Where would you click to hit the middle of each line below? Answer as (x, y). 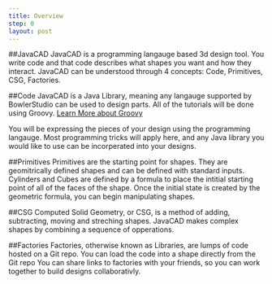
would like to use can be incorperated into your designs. (102, 146)
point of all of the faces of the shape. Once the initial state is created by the (134, 188)
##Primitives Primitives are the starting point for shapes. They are (118, 162)
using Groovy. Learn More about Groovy (76, 113)
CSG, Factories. (35, 80)
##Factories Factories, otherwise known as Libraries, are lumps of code (129, 246)
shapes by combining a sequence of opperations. (91, 229)
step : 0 (22, 24)
